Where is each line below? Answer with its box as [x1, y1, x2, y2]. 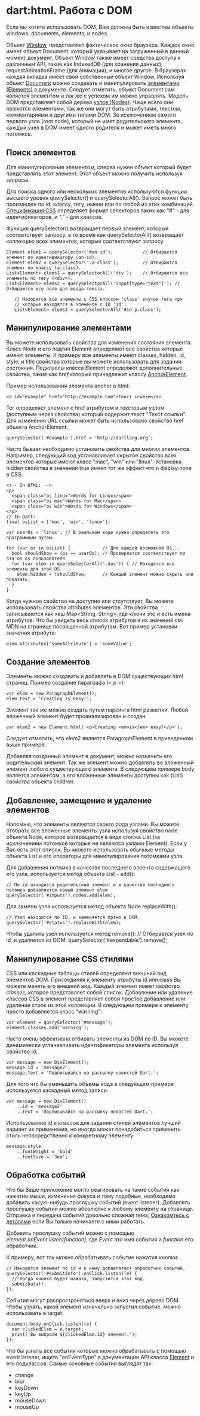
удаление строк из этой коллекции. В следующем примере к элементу [6, 1002, 189, 1008]
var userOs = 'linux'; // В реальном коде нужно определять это [6, 529, 170, 535]
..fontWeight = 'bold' [17, 1149, 73, 1155]
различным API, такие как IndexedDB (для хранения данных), [6, 60, 163, 68]
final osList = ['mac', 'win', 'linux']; [6, 518, 111, 525]
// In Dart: [6, 514, 36, 520]
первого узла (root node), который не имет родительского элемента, [6, 117, 183, 124]
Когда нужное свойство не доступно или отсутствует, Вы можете [6, 597, 174, 605]
